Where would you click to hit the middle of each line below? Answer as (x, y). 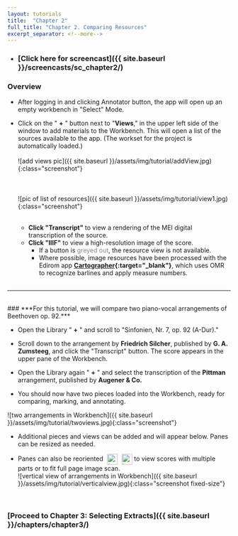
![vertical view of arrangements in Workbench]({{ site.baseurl (107, 476)
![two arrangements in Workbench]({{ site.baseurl (80, 415)
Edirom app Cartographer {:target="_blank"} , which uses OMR (131, 266)
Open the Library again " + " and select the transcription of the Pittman (121, 372)
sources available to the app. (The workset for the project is (105, 139)
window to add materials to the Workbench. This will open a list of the (119, 131)
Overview (24, 87)
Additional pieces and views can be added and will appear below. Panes (123, 436)
